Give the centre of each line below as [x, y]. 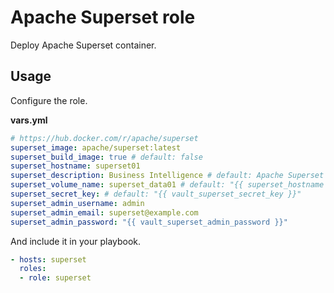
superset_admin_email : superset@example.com [104, 212]
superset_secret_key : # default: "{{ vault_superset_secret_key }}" [156, 194]
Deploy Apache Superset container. [83, 45]
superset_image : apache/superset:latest [96, 147]
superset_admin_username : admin [77, 203]
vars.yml [29, 120]
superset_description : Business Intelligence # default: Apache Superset [167, 176]
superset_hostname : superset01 [75, 166]
